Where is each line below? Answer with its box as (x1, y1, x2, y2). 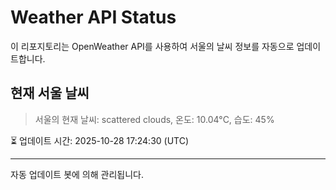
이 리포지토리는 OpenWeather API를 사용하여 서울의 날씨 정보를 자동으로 (10, 40, 295, 52)
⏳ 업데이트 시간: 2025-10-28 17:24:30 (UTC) (10, 134, 190, 146)
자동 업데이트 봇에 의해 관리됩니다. (10, 168, 144, 180)
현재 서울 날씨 (10, 85, 90, 102)
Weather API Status (10, 6, 177, 29)
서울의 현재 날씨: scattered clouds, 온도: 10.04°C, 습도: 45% (34, 113, 275, 125)
